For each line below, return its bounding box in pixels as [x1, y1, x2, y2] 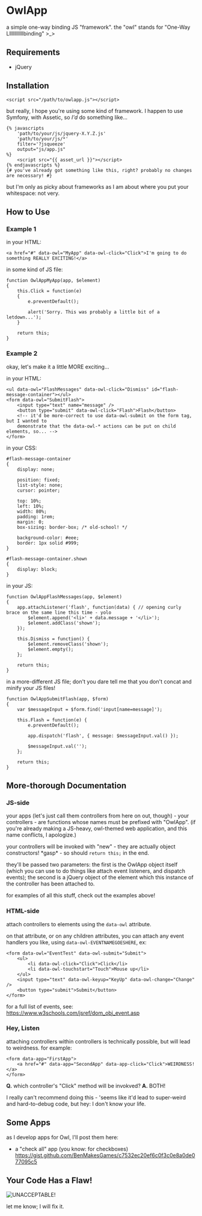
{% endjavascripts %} [6, 162, 61, 168]
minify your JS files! [6, 684, 56, 691]
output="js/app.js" [17, 146, 66, 152]
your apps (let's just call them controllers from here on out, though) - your [6, 812, 189, 819]
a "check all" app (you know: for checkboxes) [14, 1145, 128, 1152]
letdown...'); [6, 314, 42, 320]
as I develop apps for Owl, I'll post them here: [6, 1134, 119, 1141]
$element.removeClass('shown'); [28, 641, 109, 647]
